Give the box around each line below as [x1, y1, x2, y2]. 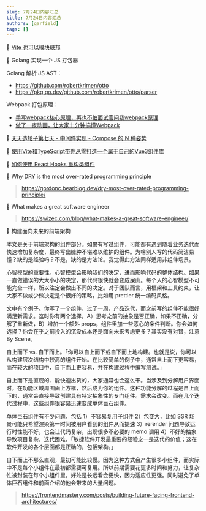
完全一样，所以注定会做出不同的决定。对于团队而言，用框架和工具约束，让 [11, 284, 200, 291]
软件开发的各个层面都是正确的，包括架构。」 [6, 443, 116, 450]
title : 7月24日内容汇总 [6, 15, 61, 21]
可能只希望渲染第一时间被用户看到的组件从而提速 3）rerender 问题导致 [11, 420, 191, 428]
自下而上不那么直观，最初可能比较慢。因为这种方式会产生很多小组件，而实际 [6, 457, 200, 464]
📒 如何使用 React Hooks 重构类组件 [6, 160, 95, 168]
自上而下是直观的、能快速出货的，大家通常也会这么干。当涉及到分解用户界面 [6, 377, 200, 384]
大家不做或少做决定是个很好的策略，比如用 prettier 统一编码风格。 [6, 292, 173, 299]
